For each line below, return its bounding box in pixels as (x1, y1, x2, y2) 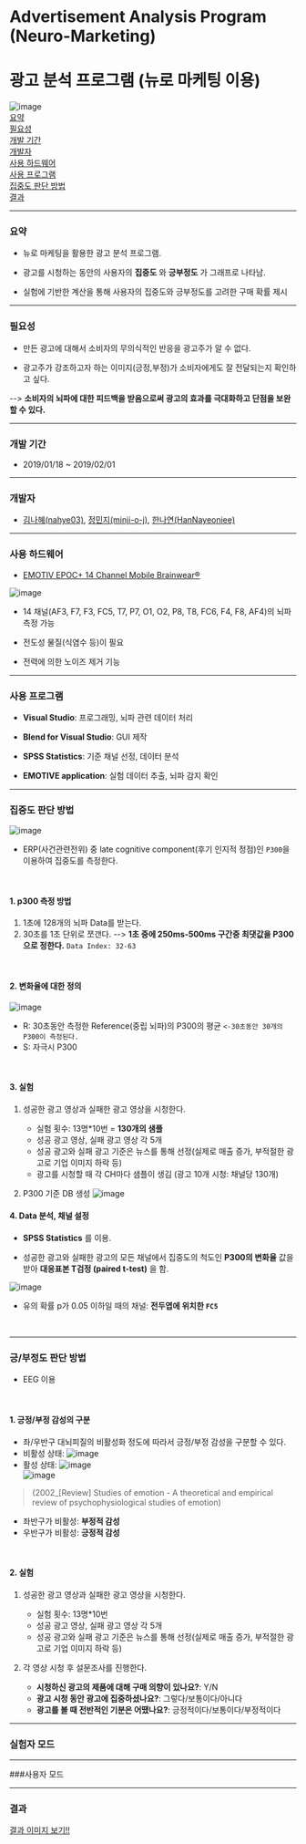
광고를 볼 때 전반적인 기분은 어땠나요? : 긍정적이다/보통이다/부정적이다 (36, 1704, 281, 1715)
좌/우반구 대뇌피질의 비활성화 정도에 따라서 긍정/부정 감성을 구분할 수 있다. (22, 1436, 287, 1447)
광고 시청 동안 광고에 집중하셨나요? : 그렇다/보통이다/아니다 (36, 1693, 243, 1704)
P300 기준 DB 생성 (22, 1187, 91, 1198)
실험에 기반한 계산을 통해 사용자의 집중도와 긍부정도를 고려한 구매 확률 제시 (22, 286, 289, 297)
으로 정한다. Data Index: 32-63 (22, 940, 137, 951)
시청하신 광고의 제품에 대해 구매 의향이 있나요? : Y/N (36, 1681, 219, 1693)
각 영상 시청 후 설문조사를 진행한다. (22, 1662, 148, 1673)
